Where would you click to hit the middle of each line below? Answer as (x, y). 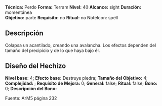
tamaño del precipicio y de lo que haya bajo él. (53, 50)
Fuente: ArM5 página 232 (31, 98)
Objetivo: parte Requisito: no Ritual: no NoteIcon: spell (61, 18)
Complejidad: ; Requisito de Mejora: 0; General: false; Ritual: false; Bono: (81, 83)
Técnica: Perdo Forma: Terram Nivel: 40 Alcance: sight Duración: (73, 7)
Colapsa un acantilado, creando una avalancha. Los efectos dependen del (81, 45)
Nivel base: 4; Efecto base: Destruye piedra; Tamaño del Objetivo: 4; (77, 78)
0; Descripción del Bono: (31, 88)
